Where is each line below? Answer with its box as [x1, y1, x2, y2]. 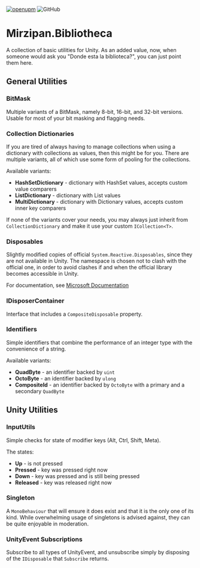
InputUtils [6, 423, 36, 431]
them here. [6, 59, 33, 66]
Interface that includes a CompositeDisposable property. [6, 310, 143, 318]
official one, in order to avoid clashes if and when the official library [6, 264, 172, 271]
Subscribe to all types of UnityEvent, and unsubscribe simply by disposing [6, 549, 190, 556]
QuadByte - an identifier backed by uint [14, 368, 115, 376]
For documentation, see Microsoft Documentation [6, 282, 129, 289]
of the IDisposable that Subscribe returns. [6, 555, 110, 563]
